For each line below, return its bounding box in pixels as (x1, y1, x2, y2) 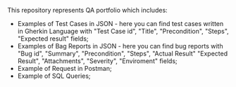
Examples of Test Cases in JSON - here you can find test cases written (17, 20, 224, 27)
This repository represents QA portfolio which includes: (7, 6, 168, 14)
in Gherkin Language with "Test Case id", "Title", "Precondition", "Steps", (17, 27, 229, 35)
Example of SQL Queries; (17, 72, 91, 80)
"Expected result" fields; (17, 34, 89, 43)
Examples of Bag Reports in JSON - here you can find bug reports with (17, 42, 223, 50)
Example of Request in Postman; (17, 65, 112, 72)
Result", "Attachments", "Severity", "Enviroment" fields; (17, 57, 178, 65)
